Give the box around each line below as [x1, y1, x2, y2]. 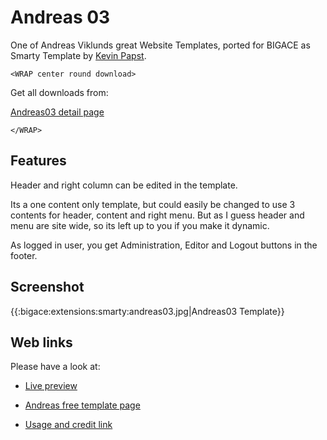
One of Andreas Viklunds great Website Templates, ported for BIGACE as [10, 39, 311, 51]
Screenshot [10, 279, 85, 296]
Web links [10, 334, 73, 351]
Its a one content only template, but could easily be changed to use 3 [10, 198, 296, 210]
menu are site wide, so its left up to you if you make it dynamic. [10, 219, 270, 231]
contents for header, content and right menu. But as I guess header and [10, 209, 305, 221]
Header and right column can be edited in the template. [10, 179, 238, 191]
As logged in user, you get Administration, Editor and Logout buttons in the [10, 239, 318, 251]
